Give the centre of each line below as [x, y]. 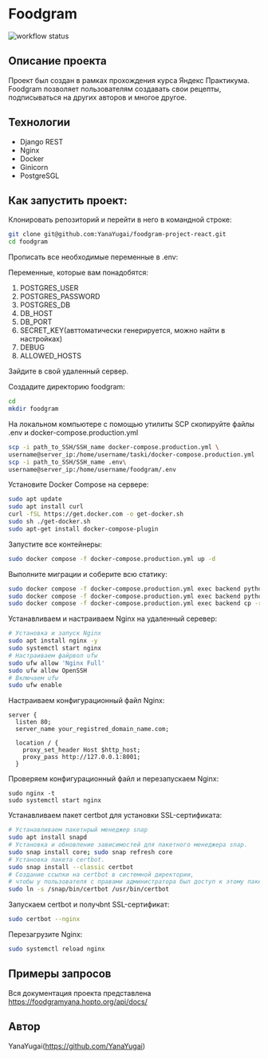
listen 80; [33, 722]
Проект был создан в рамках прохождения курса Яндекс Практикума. [129, 80]
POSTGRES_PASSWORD [60, 297]
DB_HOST [36, 314]
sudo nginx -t [32, 794]
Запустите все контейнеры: [55, 544]
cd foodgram [28, 242]
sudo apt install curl [46, 507]
